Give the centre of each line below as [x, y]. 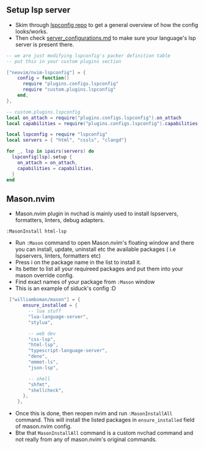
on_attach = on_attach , [48, 163]
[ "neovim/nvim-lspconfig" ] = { [46, 72]
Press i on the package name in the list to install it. [78, 263]
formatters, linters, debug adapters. [60, 220]
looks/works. [31, 31]
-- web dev [42, 334]
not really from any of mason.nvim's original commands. [86, 439]
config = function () [43, 78]
